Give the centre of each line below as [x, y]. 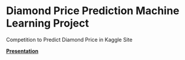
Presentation [22, 51]
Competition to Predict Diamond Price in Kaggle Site [69, 39]
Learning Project [48, 23]
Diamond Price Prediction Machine [93, 11]
